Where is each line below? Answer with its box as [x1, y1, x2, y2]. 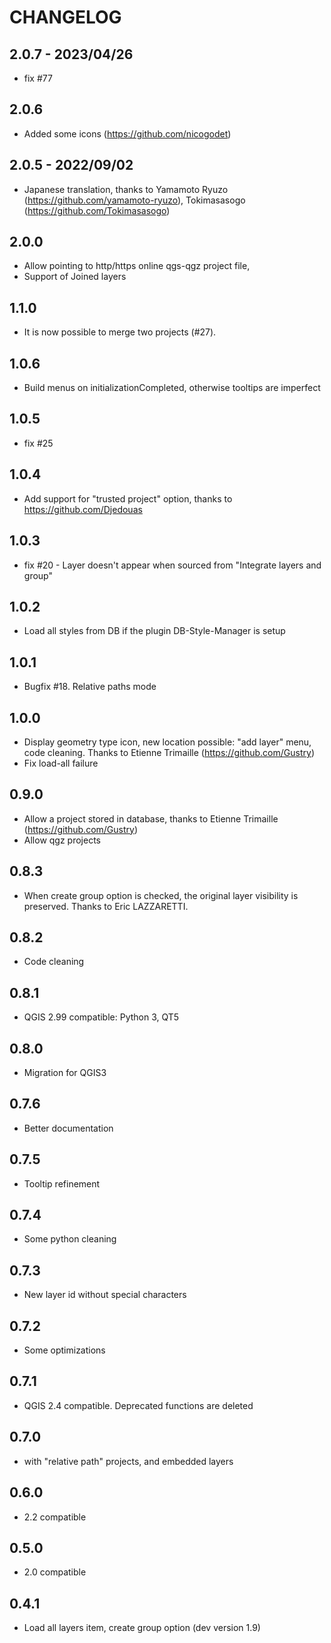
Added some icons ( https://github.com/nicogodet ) [23, 127, 232, 140]
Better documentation [23, 1122, 114, 1134]
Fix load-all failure [23, 757, 99, 769]
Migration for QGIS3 [23, 1067, 107, 1078]
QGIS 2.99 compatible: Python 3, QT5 [23, 1011, 180, 1023]
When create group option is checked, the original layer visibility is [23, 889, 299, 901]
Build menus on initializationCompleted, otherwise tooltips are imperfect [23, 382, 321, 394]
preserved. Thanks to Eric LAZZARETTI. [23, 900, 189, 912]
